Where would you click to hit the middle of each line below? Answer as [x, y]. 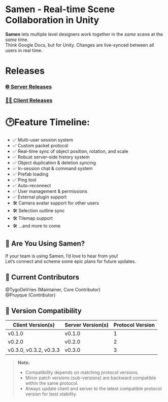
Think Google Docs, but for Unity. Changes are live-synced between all [80, 45]
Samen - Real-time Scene [60, 9]
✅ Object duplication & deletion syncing [54, 162]
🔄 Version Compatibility [44, 311]
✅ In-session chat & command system [53, 168]
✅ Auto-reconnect [32, 185]
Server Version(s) [87, 325]
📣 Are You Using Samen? [45, 244]
